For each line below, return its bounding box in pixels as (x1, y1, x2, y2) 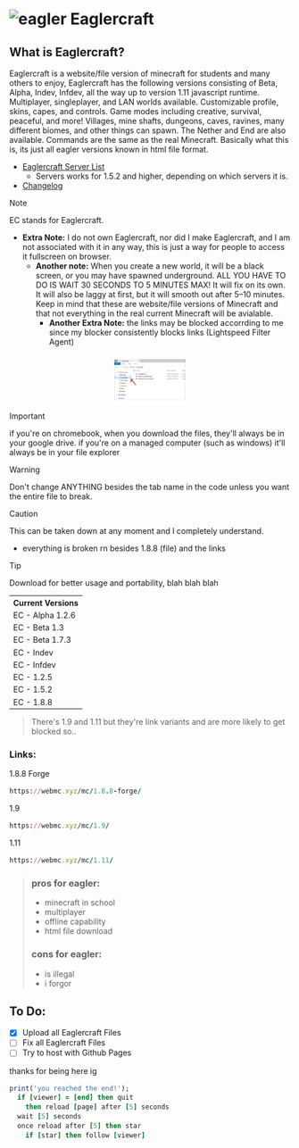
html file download (44, 926, 113, 936)
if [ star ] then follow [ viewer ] (25, 1130, 145, 1140)
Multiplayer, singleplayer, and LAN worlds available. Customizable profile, (9, 96, 279, 107)
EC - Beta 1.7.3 (12, 635, 71, 645)
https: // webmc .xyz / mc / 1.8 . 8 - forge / (9, 786, 142, 796)
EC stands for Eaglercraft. (9, 215, 104, 225)
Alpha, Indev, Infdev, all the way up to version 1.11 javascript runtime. (9, 87, 261, 97)
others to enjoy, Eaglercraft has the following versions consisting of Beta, (9, 78, 278, 88)
